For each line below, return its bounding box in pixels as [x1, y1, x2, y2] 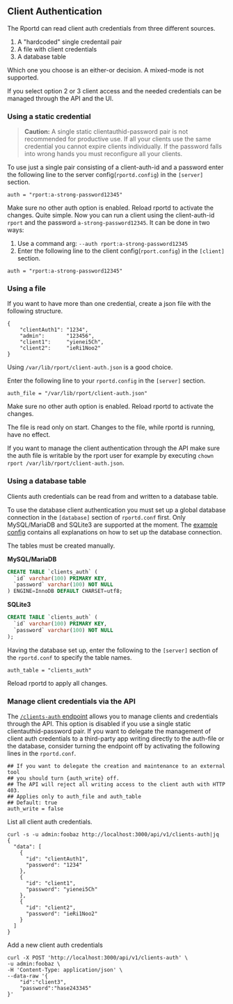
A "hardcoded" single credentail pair [17, 38, 122, 46]
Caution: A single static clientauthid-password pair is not [24, 128, 188, 136]
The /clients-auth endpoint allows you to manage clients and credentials [7, 712, 218, 720]
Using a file [7, 284, 47, 293]
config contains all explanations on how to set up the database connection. [7, 527, 223, 536]
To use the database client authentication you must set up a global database [7, 505, 226, 514]
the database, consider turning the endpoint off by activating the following [7, 742, 220, 750]
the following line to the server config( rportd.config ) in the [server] [7, 171, 204, 179]
